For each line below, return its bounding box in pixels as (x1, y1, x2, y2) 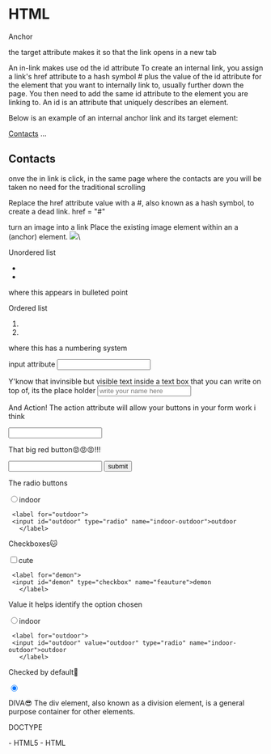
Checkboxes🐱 (8, 539, 58, 549)
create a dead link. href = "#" (8, 206, 106, 216)
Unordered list (8, 248, 57, 257)
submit (108, 462, 129, 470)
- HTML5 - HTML (8, 738, 66, 748)
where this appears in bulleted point (8, 287, 129, 297)
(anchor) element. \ (8, 231, 81, 241)
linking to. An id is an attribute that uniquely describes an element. (8, 97, 229, 107)
